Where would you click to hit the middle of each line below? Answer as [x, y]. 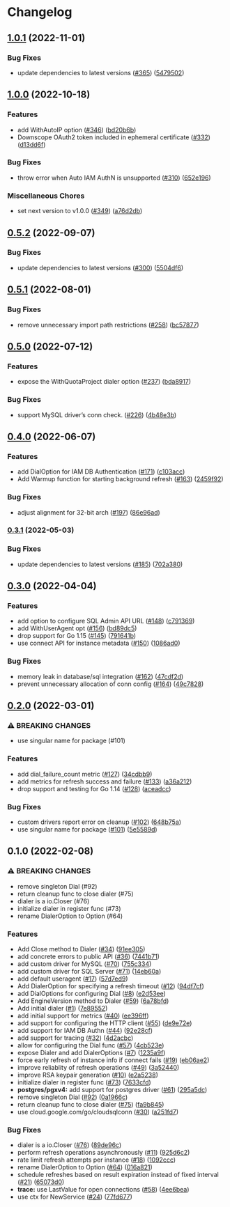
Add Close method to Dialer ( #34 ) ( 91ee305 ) [81, 949]
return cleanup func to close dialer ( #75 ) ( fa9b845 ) [91, 1104]
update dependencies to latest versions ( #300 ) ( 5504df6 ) [100, 267]
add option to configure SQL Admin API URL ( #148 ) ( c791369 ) [106, 621]
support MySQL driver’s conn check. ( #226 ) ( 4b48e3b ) [97, 414]
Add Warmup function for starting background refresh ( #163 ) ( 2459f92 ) [121, 479]
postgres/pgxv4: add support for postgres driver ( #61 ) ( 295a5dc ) [112, 1089]
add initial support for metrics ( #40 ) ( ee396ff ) [83, 1015]
